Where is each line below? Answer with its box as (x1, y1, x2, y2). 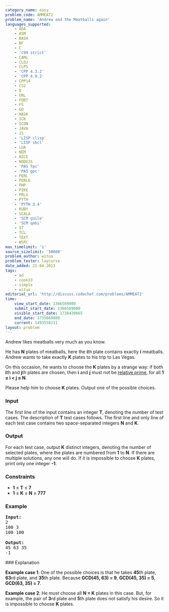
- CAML (14, 55, 28, 60)
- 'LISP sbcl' (14, 140, 44, 145)
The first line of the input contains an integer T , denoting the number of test (5, 409, 163, 415)
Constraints (5, 473, 36, 480)
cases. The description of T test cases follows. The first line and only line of (5, 414, 164, 420)
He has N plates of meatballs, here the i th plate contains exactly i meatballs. (5, 349, 164, 355)
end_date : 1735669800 (14, 315, 60, 321)
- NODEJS (14, 159, 33, 164)
